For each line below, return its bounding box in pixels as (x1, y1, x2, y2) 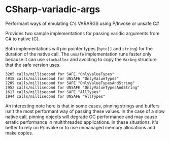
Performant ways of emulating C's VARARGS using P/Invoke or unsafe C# (5, 20, 159, 26)
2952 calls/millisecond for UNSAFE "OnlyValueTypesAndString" (5, 85, 140, 90)
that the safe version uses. (5, 62, 61, 68)
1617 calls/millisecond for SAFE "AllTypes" (5, 89, 101, 95)
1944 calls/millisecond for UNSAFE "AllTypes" (5, 94, 106, 99)
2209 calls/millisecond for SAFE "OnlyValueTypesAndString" (5, 80, 135, 86)
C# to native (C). (5, 36, 40, 42)
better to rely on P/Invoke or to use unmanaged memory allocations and (5, 124, 156, 130)
